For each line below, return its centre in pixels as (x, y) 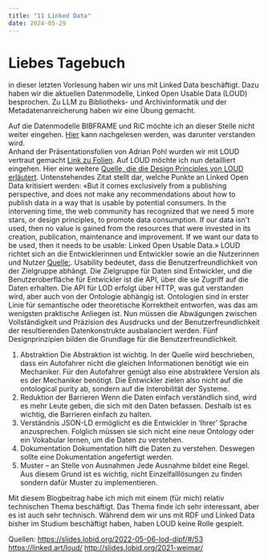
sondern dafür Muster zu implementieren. (89, 483)
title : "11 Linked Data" (50, 16)
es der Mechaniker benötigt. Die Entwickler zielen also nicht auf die (131, 380)
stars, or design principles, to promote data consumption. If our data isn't (129, 220)
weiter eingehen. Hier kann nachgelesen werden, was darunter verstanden (132, 135)
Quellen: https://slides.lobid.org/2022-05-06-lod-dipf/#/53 (106, 539)
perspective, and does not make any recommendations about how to (122, 194)
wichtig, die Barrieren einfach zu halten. (86, 415)
